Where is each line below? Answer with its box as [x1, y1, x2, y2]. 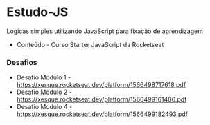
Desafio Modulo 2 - [16, 88, 72, 97]
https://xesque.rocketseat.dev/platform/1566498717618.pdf [16, 81, 186, 89]
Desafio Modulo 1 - [16, 73, 71, 81]
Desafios [6, 57, 37, 67]
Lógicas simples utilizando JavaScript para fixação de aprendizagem [6, 27, 204, 35]
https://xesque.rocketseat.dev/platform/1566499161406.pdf [16, 95, 187, 104]
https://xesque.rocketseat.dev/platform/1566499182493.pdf [16, 110, 189, 118]
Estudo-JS [6, 4, 69, 20]
